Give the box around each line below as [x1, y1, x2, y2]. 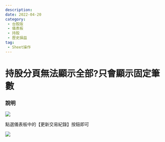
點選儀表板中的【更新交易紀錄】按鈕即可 [5, 121, 89, 127]
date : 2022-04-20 [5, 12, 42, 17]
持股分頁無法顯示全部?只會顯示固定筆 [5, 68, 160, 79]
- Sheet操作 [7, 45, 31, 50]
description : [5, 7, 33, 13]
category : [5, 17, 26, 22]
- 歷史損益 [7, 36, 28, 41]
